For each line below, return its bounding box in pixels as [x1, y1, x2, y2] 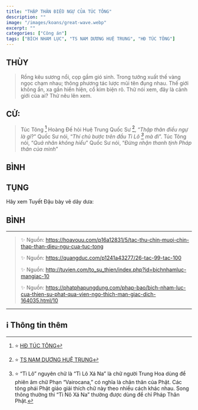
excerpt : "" [6, 25, 35, 31]
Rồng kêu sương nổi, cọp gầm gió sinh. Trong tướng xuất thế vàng [20, 73, 181, 80]
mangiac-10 [20, 272, 49, 279]
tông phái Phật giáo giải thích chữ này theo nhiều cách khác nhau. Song [14, 385, 190, 392]
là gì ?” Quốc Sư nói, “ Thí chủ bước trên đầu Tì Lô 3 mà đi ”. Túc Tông [20, 132, 187, 140]
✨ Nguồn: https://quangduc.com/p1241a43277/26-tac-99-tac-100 [20, 254, 181, 261]
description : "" [6, 14, 46, 20]
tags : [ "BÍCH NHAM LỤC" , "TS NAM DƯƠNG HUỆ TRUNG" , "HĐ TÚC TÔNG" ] [6, 36, 176, 42]
